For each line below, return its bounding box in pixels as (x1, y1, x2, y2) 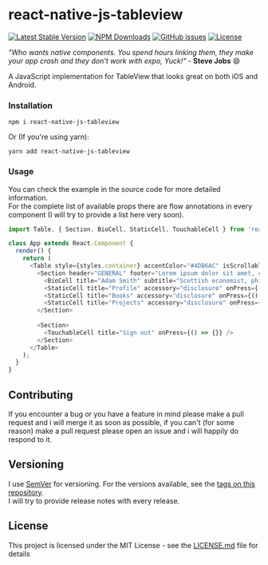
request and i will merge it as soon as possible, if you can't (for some (8, 417, 235, 427)
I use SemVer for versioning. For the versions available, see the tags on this (8, 479, 255, 488)
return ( (22, 254, 52, 263)
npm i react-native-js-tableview (8, 118, 120, 126)
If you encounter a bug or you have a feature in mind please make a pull (8, 409, 245, 419)
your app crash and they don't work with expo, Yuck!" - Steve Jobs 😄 (8, 56, 241, 66)
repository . (8, 487, 44, 497)
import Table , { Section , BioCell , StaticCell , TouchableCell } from (8, 225, 245, 233)
